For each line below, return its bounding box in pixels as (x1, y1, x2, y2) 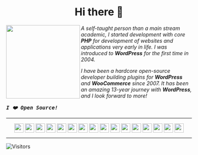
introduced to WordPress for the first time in (81, 49, 189, 56)
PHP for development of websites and (81, 37, 173, 44)
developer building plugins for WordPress (81, 73, 183, 80)
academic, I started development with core (81, 31, 186, 38)
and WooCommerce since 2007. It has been (81, 79, 189, 87)
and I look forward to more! (81, 92, 147, 99)
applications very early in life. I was (81, 43, 167, 50)
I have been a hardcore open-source (81, 67, 171, 74)
